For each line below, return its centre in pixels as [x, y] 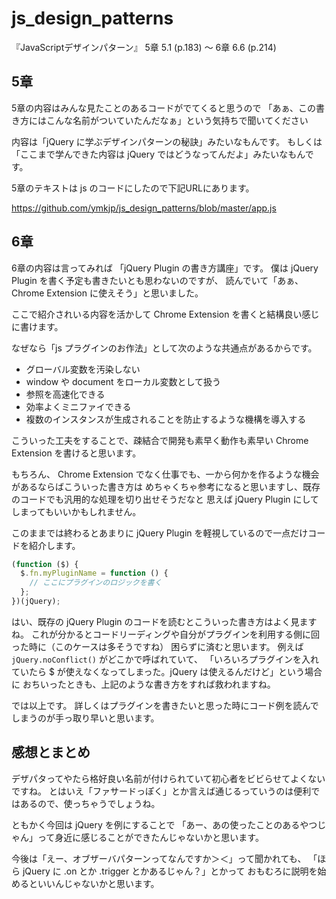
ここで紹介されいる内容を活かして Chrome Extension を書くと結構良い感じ [165, 314]
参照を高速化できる [65, 394]
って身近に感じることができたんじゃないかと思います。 [150, 837]
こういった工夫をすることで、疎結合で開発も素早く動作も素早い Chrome [160, 440]
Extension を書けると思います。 [76, 453]
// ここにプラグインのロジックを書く [96, 583]
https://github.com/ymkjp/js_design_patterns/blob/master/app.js [144, 208]
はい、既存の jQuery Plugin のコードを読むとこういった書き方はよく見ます [164, 621]
